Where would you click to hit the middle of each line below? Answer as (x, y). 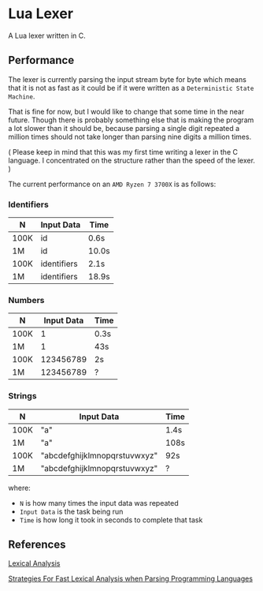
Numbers (26, 300)
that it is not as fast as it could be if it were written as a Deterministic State (131, 88)
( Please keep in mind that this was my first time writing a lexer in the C (123, 151)
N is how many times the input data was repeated (99, 503)
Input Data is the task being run (71, 511)
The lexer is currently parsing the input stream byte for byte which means (127, 79)
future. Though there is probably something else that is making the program (131, 120)
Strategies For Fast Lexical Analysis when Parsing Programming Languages (131, 579)
